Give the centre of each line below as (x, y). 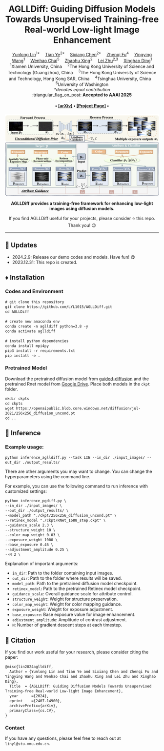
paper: (12, 657)
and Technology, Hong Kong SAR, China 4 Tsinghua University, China (80, 78)
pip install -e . (23, 356)
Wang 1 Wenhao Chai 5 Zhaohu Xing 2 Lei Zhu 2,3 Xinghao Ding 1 (82, 60)
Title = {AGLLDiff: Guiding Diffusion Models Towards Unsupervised (81, 687)
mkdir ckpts (17, 399)
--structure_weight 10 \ (30, 530)
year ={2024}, (29, 696)
